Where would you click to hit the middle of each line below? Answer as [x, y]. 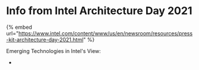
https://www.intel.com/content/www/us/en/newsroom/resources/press [105, 33]
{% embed [19, 27]
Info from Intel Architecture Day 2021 [99, 11]
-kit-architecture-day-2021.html [45, 39]
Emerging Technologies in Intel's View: [53, 51]
